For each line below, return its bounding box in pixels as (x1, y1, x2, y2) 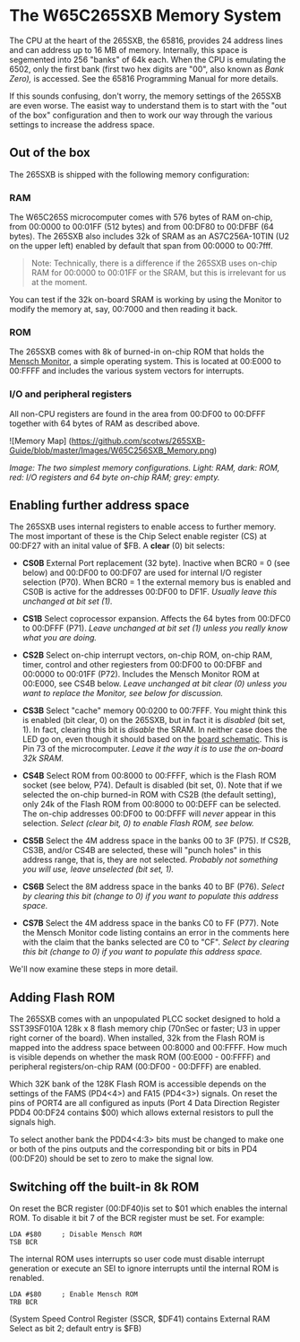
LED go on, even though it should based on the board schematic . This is (21, 734, 288, 745)
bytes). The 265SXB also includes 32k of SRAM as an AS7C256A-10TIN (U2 (9, 231, 289, 242)
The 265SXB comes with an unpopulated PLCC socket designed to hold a (9, 1014, 280, 1024)
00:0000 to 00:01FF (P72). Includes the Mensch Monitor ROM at (21, 669, 260, 680)
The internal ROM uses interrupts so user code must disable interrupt (9, 1253, 265, 1265)
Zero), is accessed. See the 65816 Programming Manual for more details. (9, 73, 279, 83)
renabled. (9, 1273, 45, 1284)
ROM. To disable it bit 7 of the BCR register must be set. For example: (9, 1213, 265, 1224)
